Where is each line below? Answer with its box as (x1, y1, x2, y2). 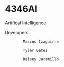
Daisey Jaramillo (23, 56, 59, 62)
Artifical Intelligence (5, 20, 46, 26)
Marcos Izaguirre (23, 39, 59, 44)
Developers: (5, 29, 30, 35)
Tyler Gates (23, 48, 48, 53)
